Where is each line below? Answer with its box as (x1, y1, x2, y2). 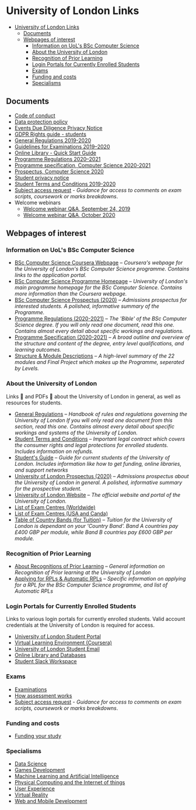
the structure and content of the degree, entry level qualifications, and (14, 340, 184, 347)
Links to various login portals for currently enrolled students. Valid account (6, 616, 185, 623)
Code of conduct (14, 112, 55, 119)
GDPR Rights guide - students (14, 131, 86, 138)
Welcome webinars (14, 199, 61, 206)
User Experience (14, 785, 55, 792)
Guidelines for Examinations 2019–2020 (14, 143, 110, 150)
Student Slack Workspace (14, 658, 77, 665)
